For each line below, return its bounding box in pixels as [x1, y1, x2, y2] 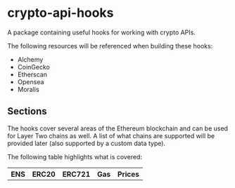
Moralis [17, 85, 40, 93]
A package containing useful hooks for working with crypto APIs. [7, 28, 196, 36]
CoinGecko [17, 62, 51, 71]
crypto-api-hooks [7, 5, 114, 21]
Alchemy [17, 55, 44, 64]
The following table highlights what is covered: [7, 152, 143, 161]
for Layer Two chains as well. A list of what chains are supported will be [7, 131, 215, 140]
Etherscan [17, 70, 48, 79]
